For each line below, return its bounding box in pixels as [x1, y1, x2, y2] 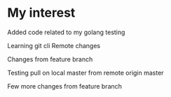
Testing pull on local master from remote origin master [7, 68, 164, 77]
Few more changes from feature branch [7, 82, 123, 90]
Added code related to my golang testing [7, 28, 125, 36]
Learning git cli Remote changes [7, 41, 100, 50]
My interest [7, 5, 76, 21]
